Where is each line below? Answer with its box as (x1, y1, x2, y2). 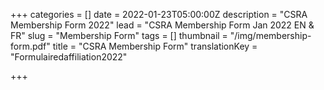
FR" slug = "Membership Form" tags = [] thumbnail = (10, 30, 228, 41)
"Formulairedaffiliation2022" (10, 51, 128, 63)
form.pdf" (10, 40, 51, 52)
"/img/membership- (229, 30, 312, 41)
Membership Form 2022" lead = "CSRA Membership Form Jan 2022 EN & (10, 19, 315, 31)
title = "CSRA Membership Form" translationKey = (52, 40, 258, 52)
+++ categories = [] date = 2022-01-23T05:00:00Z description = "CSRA (10, 9, 308, 20)
